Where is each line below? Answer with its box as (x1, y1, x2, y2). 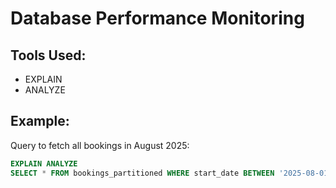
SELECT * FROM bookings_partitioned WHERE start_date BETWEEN (10, 168, 275, 178)
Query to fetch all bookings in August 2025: (10, 139, 190, 151)
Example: (10, 113, 70, 130)
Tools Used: (10, 47, 87, 64)
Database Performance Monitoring (10, 7, 305, 30)
